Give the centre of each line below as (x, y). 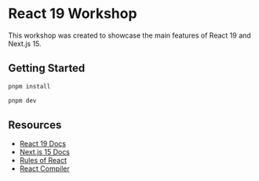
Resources (35, 125)
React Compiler (44, 168)
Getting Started (47, 69)
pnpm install (29, 86)
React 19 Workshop (73, 14)
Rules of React (43, 161)
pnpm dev (22, 100)
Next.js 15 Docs (45, 152)
